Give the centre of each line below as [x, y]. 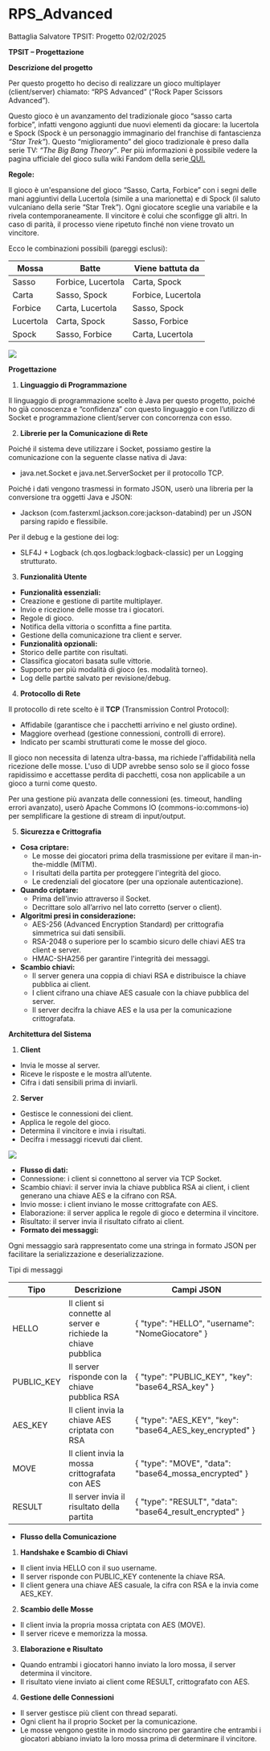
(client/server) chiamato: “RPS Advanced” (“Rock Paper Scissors [116, 91]
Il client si [86, 1303]
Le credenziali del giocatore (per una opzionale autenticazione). [137, 881]
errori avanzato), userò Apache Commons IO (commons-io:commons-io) [129, 807]
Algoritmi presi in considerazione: [78, 915]
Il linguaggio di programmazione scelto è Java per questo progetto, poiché [132, 400]
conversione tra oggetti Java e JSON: [70, 497]
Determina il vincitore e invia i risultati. [83, 1131]
